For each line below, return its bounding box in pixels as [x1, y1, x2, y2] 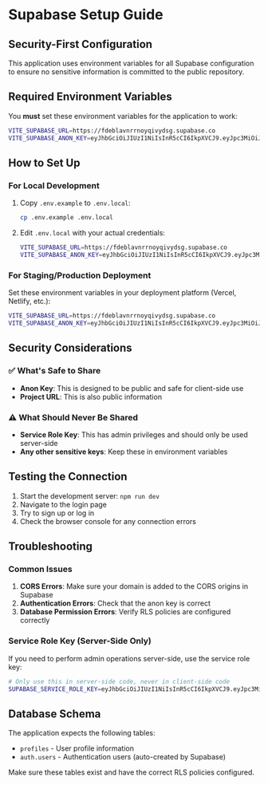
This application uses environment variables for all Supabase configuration [8, 58, 254, 68]
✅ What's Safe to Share [8, 365, 101, 377]
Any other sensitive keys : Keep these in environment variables [19, 447, 228, 456]
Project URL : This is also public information [19, 392, 162, 401]
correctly [19, 616, 50, 625]
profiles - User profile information [19, 744, 134, 753]
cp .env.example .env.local [19, 214, 113, 222]
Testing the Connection [8, 470, 128, 483]
